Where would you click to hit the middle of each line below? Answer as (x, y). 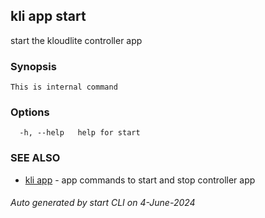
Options (30, 112)
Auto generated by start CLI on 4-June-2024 (103, 203)
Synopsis (33, 66)
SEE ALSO (35, 158)
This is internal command (64, 87)
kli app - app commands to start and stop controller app (140, 180)
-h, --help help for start (80, 133)
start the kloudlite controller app (76, 40)
